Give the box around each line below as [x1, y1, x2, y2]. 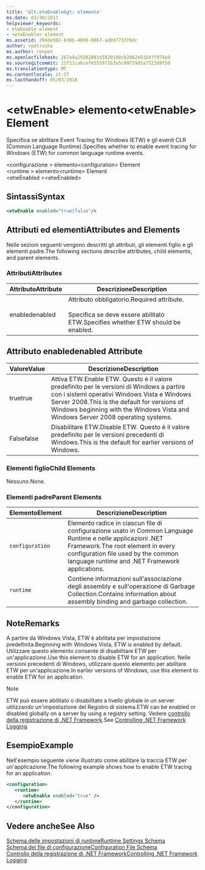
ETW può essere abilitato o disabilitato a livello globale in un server [6, 697, 175, 704]
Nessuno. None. [6, 477, 46, 485]
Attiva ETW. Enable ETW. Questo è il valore [51, 374, 173, 383]
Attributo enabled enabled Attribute [6, 346, 143, 357]
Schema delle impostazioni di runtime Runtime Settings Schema [6, 837, 166, 844]
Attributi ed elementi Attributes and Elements [6, 225, 180, 235]
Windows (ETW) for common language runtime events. [6, 149, 145, 157]
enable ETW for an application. [6, 673, 84, 680]
